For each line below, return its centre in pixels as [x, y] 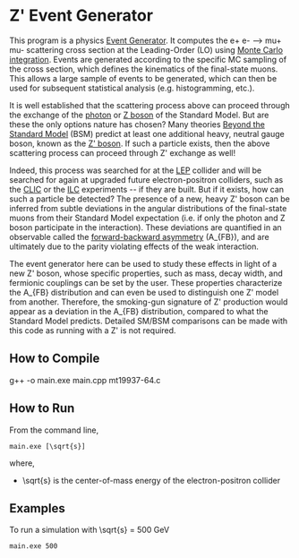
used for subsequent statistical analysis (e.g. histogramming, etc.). [132, 88]
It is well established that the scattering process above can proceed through [150, 105]
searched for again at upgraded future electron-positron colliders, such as [146, 179]
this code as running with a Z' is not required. [93, 330]
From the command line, [54, 430]
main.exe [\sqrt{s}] [48, 446]
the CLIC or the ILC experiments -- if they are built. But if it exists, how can [147, 189]
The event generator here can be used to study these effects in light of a [143, 263]
